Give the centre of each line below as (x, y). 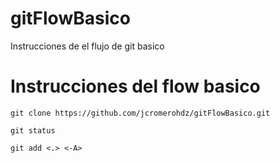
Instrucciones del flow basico (135, 86)
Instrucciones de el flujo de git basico (87, 46)
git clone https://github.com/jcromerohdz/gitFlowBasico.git (140, 113)
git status (33, 130)
